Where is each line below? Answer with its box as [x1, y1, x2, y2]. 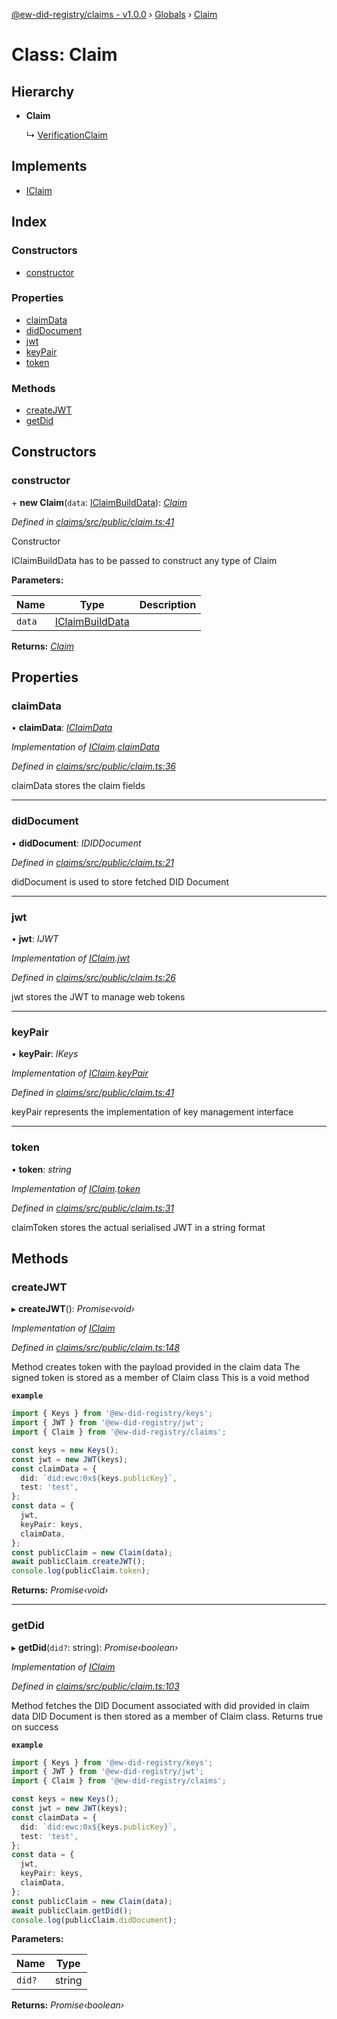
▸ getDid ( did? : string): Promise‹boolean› [11, 1641, 179, 1653]
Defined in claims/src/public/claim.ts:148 [11, 1342, 181, 1354]
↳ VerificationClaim [25, 129, 108, 141]
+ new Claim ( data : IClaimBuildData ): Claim [11, 496, 188, 508]
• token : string [11, 1163, 72, 1175]
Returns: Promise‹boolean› [11, 1999, 125, 2011]
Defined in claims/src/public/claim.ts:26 [11, 972, 176, 984]
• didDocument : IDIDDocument [11, 837, 142, 849]
